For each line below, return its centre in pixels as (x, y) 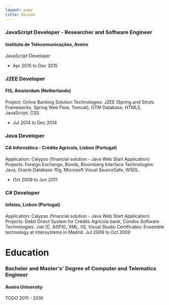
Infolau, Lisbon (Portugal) (33, 205)
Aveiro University (24, 287)
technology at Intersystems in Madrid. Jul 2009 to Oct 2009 (68, 232)
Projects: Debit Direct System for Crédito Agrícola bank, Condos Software (82, 221)
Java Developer (25, 136)
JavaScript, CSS (22, 112)
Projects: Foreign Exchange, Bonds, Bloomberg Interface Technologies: (80, 164)
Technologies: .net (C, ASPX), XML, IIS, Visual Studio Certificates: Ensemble (85, 227)
